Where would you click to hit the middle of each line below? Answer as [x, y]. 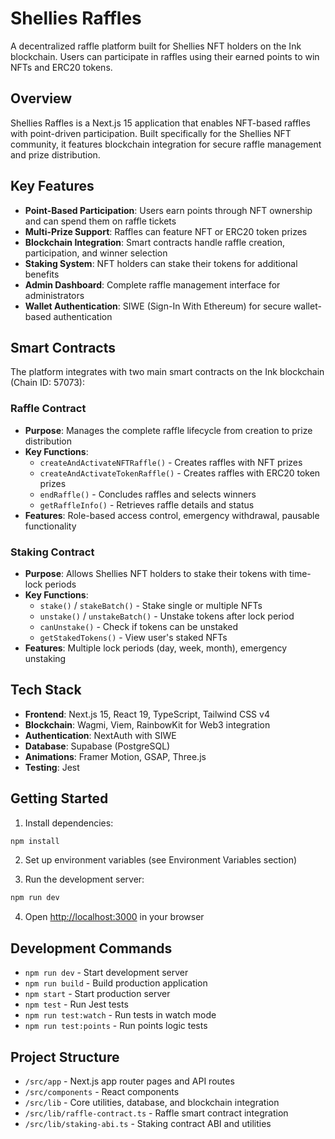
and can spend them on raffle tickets [100, 221]
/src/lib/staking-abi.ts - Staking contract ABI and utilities [148, 1123]
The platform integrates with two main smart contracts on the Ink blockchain [167, 372]
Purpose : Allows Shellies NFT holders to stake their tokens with [156, 573]
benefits [42, 274]
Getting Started [59, 798]
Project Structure [65, 1057]
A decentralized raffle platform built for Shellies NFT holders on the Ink [156, 46]
